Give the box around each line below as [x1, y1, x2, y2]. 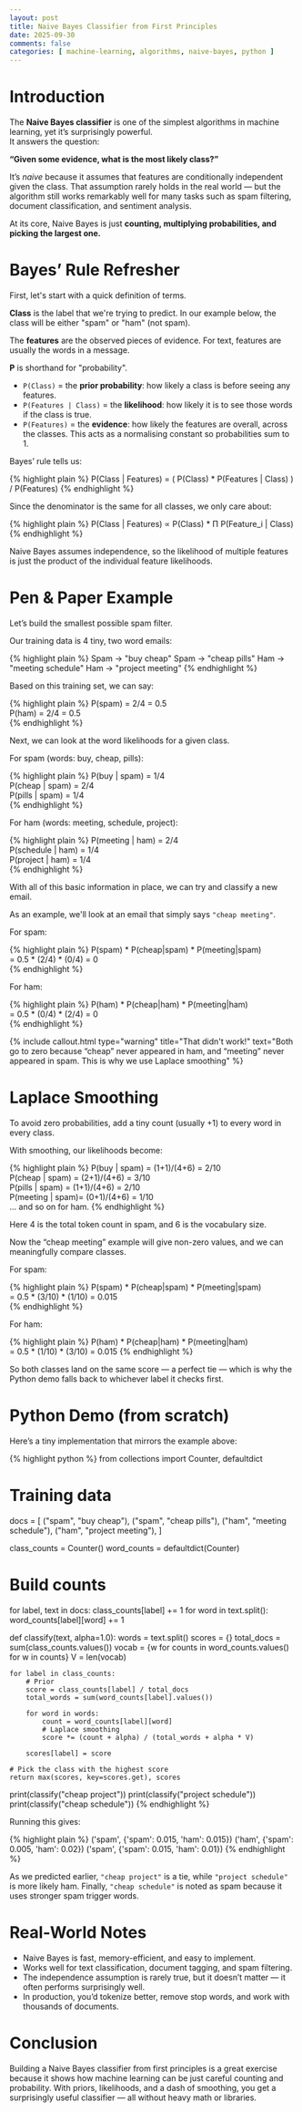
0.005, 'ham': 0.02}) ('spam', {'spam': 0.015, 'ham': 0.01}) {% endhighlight [9, 1843, 286, 1854]
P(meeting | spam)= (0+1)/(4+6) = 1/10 [9, 1191, 155, 1202]
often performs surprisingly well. [22, 1981, 146, 1993]
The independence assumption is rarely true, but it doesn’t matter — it [22, 1972, 287, 1983]
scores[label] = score [25, 1748, 112, 1758]
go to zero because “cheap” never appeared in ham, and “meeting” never [9, 1045, 285, 1056]
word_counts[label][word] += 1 [9, 1614, 125, 1625]
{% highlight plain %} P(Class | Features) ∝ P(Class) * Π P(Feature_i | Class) [9, 519, 294, 529]
